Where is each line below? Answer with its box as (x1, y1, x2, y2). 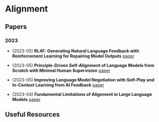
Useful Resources (5, 110, 60, 119)
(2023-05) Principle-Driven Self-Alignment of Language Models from (12, 62, 155, 68)
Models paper (12, 96, 41, 102)
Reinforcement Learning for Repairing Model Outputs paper (12, 53, 135, 59)
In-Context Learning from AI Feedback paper (12, 82, 104, 88)
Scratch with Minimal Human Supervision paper (12, 68, 111, 73)
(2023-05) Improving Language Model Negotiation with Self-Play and (12, 77, 155, 82)
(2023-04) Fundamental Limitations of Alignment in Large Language (12, 91, 152, 97)
